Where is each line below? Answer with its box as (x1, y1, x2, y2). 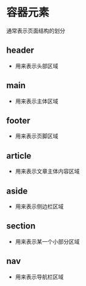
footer (6, 115, 30, 126)
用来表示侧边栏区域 (15, 203, 64, 210)
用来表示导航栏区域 (15, 273, 64, 280)
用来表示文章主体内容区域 (15, 168, 80, 175)
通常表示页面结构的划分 (6, 27, 65, 34)
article (6, 151, 32, 161)
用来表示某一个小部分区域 (15, 238, 80, 245)
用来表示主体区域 (15, 97, 59, 105)
